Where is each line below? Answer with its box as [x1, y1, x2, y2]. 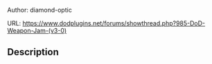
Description [7, 46, 59, 58]
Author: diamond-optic [7, 6, 73, 14]
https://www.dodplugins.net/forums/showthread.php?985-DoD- [22, 19, 206, 27]
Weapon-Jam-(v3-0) [7, 27, 67, 34]
